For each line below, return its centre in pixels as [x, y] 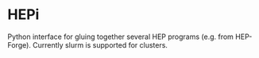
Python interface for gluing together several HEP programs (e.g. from [120, 37]
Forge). [19, 44]
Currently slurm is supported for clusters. [100, 44]
